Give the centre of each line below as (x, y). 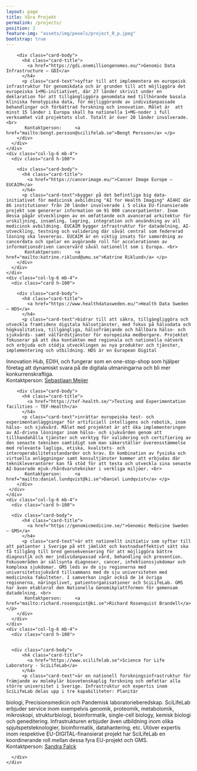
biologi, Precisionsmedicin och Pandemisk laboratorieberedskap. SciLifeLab (98, 702)
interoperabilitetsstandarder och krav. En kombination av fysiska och (96, 453)
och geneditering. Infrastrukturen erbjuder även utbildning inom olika (90, 721)
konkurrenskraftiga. (30, 374)
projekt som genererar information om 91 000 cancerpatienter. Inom (92, 211)
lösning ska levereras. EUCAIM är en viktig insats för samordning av (95, 237)
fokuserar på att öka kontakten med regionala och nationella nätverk (95, 340)
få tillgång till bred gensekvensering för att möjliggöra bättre (89, 551)
